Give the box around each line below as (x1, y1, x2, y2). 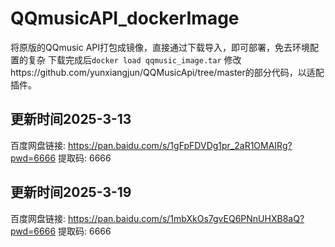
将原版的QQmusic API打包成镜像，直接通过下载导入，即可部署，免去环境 (10, 41, 311, 53)
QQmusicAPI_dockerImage (10, 7, 240, 30)
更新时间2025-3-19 (10, 184, 132, 201)
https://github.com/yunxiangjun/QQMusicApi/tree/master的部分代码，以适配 (10, 66, 325, 78)
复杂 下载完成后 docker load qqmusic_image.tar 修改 (27, 53, 242, 66)
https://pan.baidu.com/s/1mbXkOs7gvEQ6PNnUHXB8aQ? (67, 212, 305, 224)
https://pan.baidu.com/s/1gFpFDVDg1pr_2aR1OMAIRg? (67, 139, 293, 151)
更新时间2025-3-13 (10, 111, 132, 128)
